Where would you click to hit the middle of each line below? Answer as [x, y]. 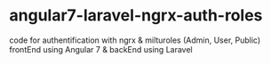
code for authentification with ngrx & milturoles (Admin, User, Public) [135, 40]
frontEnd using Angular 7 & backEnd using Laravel [101, 49]
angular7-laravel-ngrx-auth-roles [136, 16]
